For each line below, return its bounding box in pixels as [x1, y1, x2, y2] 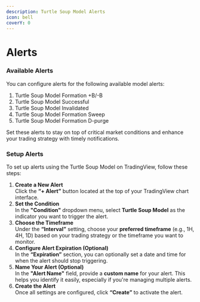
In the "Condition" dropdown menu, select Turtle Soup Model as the [14, 207, 185, 214]
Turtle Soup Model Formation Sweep [14, 111, 106, 118]
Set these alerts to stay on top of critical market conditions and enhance [6, 129, 184, 136]
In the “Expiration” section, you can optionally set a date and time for [14, 251, 186, 258]
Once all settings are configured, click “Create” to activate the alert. [14, 289, 183, 296]
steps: [6, 170, 21, 177]
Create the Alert [14, 282, 56, 289]
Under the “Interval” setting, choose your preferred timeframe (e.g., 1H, [14, 226, 195, 233]
